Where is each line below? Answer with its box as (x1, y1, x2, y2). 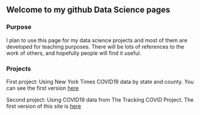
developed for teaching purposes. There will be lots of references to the (6, 43, 184, 50)
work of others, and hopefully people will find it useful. (6, 49, 142, 57)
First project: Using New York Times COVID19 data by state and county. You (6, 78, 194, 85)
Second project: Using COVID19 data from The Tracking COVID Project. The (6, 96, 194, 103)
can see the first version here (6, 84, 79, 92)
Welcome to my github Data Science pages (6, 5, 171, 15)
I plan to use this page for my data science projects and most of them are (6, 36, 187, 44)
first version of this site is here (6, 102, 81, 110)
